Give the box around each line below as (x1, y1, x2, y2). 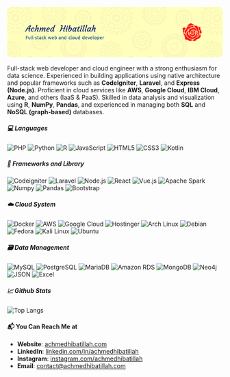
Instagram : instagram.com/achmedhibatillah (16, 354, 143, 363)
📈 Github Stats (7, 286, 51, 294)
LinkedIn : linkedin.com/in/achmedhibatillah (16, 348, 139, 356)
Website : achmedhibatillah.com (16, 340, 107, 348)
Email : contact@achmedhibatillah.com (16, 362, 127, 370)
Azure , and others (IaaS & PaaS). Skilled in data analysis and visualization (7, 93, 215, 102)
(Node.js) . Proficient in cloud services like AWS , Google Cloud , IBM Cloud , (7, 86, 220, 94)
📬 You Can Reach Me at (7, 322, 77, 330)
